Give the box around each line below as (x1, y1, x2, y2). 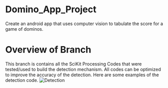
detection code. (5, 77, 39, 83)
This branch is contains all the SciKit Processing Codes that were (5, 60, 142, 67)
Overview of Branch (5, 44, 92, 56)
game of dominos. (5, 26, 44, 32)
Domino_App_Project (5, 4, 97, 15)
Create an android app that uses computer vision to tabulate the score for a (5, 20, 163, 27)
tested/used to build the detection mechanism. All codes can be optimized (5, 66, 161, 72)
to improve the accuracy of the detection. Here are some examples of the (5, 72, 159, 78)
